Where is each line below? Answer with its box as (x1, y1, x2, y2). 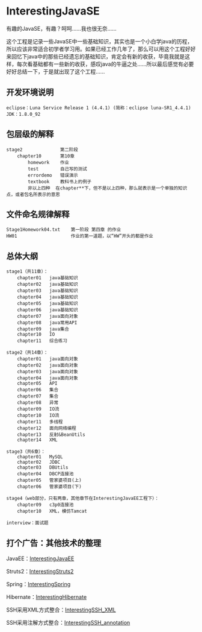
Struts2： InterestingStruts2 (6, 568, 74, 575)
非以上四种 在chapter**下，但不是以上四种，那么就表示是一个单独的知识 (28, 185, 188, 191)
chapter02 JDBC (17, 460, 61, 466)
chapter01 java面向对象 (17, 356, 78, 362)
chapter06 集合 (17, 387, 59, 393)
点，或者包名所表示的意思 (6, 191, 60, 197)
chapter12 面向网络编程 (17, 425, 76, 432)
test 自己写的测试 (28, 166, 87, 172)
